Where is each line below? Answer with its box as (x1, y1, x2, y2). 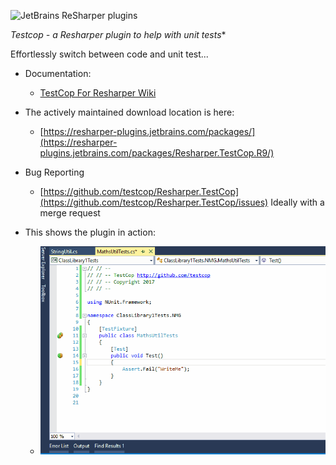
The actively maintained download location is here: (24, 106, 235, 118)
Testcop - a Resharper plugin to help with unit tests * (10, 29, 227, 40)
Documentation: (24, 68, 92, 79)
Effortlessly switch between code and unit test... (10, 48, 209, 60)
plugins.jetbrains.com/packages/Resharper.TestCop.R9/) (39, 147, 275, 159)
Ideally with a (270, 196, 325, 208)
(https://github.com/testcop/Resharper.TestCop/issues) (39, 196, 269, 208)
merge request (39, 207, 101, 219)
